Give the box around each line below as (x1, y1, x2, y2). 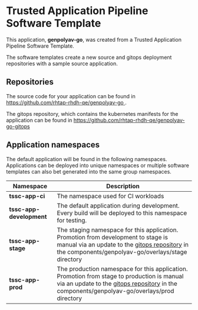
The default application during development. (57, 201, 180, 209)
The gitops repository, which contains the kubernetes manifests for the (6, 110, 179, 117)
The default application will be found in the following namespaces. (6, 155, 167, 162)
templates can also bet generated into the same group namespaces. (6, 168, 172, 175)
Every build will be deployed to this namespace (57, 209, 187, 217)
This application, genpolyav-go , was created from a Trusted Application (6, 36, 181, 43)
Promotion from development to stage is (57, 233, 168, 241)
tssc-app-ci (9, 192, 45, 200)
